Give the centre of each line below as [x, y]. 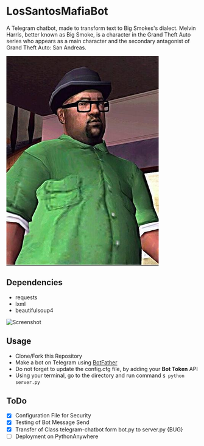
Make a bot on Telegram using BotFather [66, 362]
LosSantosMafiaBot [57, 11]
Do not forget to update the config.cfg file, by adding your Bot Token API [106, 369]
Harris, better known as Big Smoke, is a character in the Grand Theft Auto [99, 34]
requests [26, 297]
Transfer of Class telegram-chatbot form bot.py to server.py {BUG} [99, 429]
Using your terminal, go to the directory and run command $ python [100, 375]
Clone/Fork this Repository [48, 356]
